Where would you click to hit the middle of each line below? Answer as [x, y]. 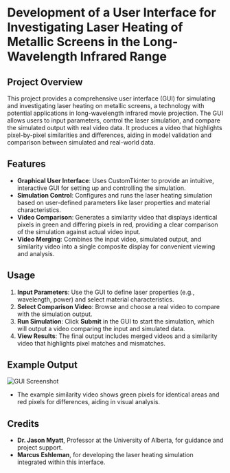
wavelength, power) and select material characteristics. [95, 299]
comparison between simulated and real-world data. [81, 142]
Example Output [42, 365]
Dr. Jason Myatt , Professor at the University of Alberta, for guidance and [120, 440]
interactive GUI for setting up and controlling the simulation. [101, 188]
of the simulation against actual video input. [79, 231]
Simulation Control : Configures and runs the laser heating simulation [115, 195]
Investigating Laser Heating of [95, 27]
